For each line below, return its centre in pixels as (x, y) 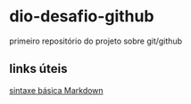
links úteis (38, 69)
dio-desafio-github (82, 16)
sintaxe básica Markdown (57, 90)
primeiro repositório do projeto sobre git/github (96, 41)
